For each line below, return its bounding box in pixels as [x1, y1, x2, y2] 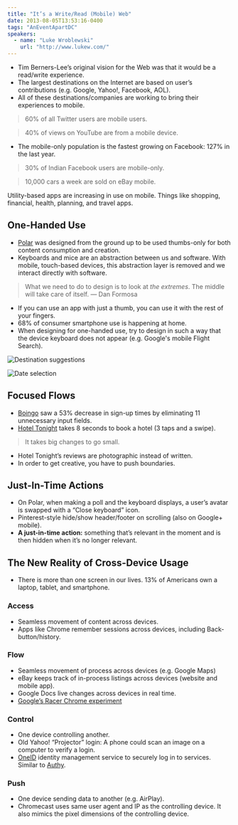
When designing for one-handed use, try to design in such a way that [17, 326, 222, 335]
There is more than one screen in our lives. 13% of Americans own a [17, 576, 218, 584]
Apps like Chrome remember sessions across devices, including [17, 624, 206, 634]
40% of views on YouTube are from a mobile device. [24, 129, 179, 137]
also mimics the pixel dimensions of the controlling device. [17, 809, 190, 819]
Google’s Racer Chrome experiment [17, 696, 122, 705]
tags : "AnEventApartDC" [7, 23, 78, 31]
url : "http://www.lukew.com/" [20, 43, 110, 51]
